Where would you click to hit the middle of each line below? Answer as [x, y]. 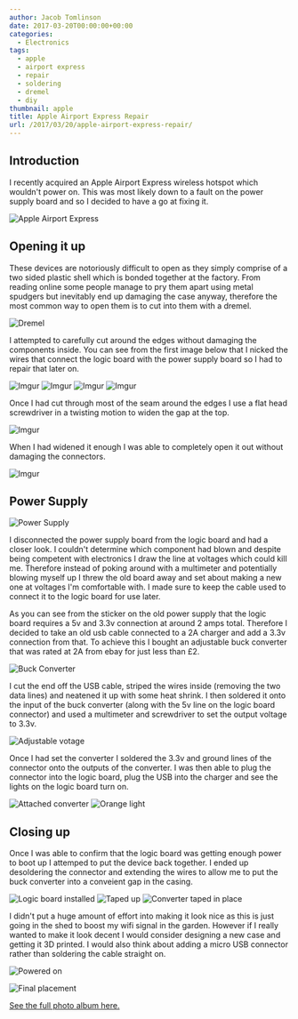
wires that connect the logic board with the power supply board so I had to [146, 359]
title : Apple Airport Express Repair [79, 116]
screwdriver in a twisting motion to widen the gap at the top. [119, 412]
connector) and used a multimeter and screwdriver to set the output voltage [148, 714]
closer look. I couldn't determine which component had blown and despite [145, 550]
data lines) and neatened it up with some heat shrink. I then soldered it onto [148, 695]
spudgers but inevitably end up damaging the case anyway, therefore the [143, 296]
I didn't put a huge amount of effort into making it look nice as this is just [141, 916]
